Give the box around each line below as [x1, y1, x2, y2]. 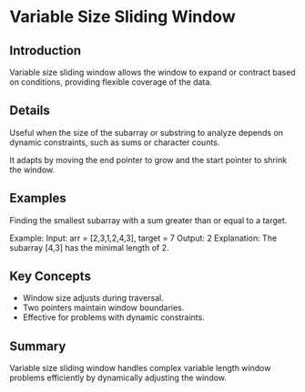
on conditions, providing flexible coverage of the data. [9, 77, 212, 88]
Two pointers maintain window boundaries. [22, 303, 185, 314]
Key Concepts [9, 269, 91, 284]
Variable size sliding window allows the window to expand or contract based [9, 67, 296, 77]
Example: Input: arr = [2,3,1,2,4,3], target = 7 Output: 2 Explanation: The [9, 232, 278, 243]
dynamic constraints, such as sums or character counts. [9, 137, 220, 148]
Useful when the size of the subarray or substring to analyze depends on [9, 127, 284, 138]
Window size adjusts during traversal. [22, 293, 164, 304]
